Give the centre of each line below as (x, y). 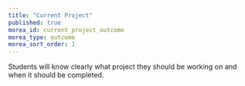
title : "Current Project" (50, 15)
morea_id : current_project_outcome (66, 30)
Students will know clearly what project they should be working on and (122, 66)
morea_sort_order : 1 (42, 45)
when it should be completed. (56, 75)
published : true (35, 23)
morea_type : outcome (42, 37)
